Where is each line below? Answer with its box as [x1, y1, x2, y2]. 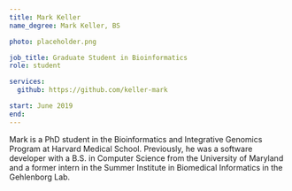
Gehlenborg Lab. [9, 172, 71, 182]
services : [9, 77, 46, 87]
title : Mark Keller [9, 12, 81, 22]
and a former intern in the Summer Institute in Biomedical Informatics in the [9, 162, 283, 172]
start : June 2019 [9, 102, 73, 111]
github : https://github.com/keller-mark [17, 86, 168, 95]
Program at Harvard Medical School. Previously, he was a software [9, 143, 253, 154]
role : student [9, 61, 62, 71]
